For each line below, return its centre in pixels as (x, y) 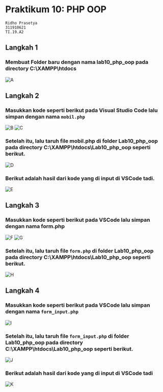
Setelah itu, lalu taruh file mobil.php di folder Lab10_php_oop (81, 141)
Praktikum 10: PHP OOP (56, 9)
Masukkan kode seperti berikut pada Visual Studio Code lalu (81, 110)
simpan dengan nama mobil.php (45, 117)
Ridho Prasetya (21, 23)
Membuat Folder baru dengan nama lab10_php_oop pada (77, 62)
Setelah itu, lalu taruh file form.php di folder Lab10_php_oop (79, 250)
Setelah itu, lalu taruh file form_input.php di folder (67, 336)
